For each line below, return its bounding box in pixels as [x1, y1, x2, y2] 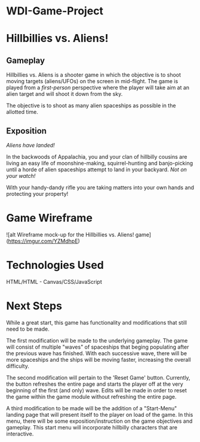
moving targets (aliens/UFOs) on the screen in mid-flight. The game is [6, 78, 179, 85]
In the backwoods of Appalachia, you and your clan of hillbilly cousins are [6, 153, 187, 160]
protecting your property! [6, 190, 69, 197]
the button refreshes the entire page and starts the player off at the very [6, 380, 183, 387]
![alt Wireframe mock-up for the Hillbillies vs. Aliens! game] [6, 231, 151, 238]
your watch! [6, 172, 36, 179]
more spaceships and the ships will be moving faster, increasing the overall [6, 356, 191, 363]
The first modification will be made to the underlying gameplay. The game [6, 337, 188, 344]
